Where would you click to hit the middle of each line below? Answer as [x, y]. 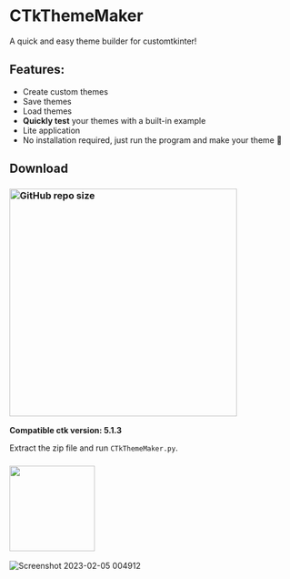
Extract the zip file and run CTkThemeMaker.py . [94, 448]
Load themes [47, 111]
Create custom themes [65, 91]
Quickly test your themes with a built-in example [114, 120]
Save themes [47, 101]
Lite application [51, 130]
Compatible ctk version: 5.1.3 [66, 431]
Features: [37, 70]
